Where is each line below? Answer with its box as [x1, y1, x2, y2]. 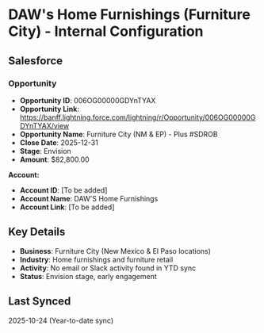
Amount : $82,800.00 [19, 155, 90, 164]
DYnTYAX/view [19, 121, 70, 130]
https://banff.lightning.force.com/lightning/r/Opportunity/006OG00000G [19, 113, 256, 122]
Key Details [8, 225, 66, 239]
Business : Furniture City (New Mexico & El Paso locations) [19, 246, 212, 255]
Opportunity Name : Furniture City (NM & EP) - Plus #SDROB [19, 129, 218, 139]
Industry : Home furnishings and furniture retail [19, 255, 174, 264]
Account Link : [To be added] [19, 202, 115, 212]
